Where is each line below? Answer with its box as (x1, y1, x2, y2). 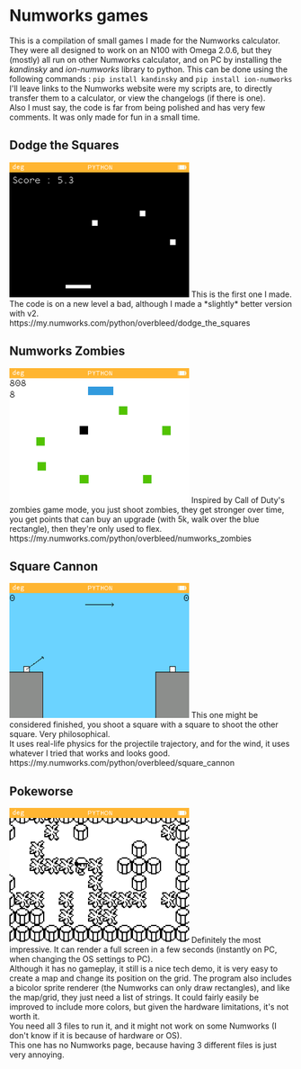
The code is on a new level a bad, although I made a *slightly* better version (9, 298, 293, 309)
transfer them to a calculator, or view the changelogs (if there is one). (9, 92, 266, 103)
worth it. (9, 1011, 40, 1022)
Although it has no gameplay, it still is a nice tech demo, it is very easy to (9, 964, 279, 975)
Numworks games (9, 5, 149, 26)
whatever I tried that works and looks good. (9, 748, 171, 759)
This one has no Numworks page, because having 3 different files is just (9, 1040, 277, 1051)
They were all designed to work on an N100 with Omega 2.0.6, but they (9, 44, 272, 55)
